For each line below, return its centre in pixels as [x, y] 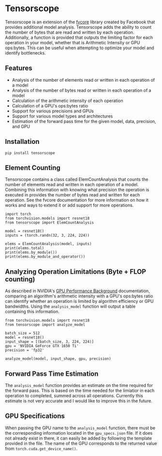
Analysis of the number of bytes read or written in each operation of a [81, 90]
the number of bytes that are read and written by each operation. [70, 32]
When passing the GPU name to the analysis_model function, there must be [80, 428]
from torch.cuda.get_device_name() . [41, 448]
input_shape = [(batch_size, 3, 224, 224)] [50, 342]
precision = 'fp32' [25, 351]
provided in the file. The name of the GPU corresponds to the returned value [81, 443]
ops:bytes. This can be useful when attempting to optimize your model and [80, 48]
